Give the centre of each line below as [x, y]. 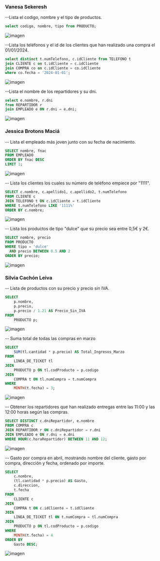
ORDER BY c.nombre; [25, 210]
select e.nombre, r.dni [29, 100]
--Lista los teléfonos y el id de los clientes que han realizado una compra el [80, 45]
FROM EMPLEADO [19, 155]
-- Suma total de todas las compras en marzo [50, 339]
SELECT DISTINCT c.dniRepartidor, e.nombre [50, 421]
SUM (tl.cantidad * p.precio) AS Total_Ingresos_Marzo [69, 352]
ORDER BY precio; [23, 256]
